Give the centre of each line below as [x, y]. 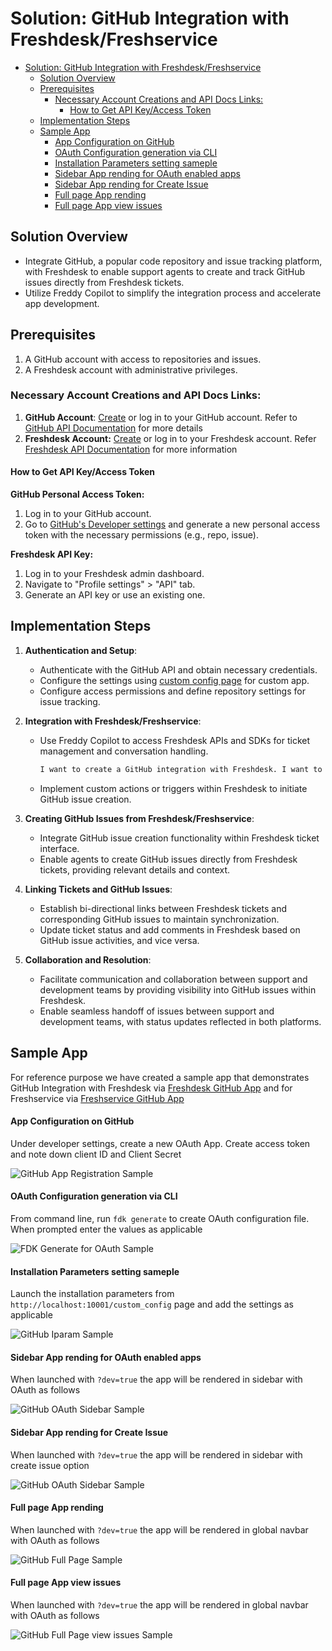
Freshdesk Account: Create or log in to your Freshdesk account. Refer [170, 438]
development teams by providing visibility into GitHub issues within [178, 989]
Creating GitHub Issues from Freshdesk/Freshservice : [139, 818]
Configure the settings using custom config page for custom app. [174, 680]
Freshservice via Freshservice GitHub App [97, 1098]
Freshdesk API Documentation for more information [131, 449]
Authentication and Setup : [81, 650]
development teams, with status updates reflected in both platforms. [180, 1021]
